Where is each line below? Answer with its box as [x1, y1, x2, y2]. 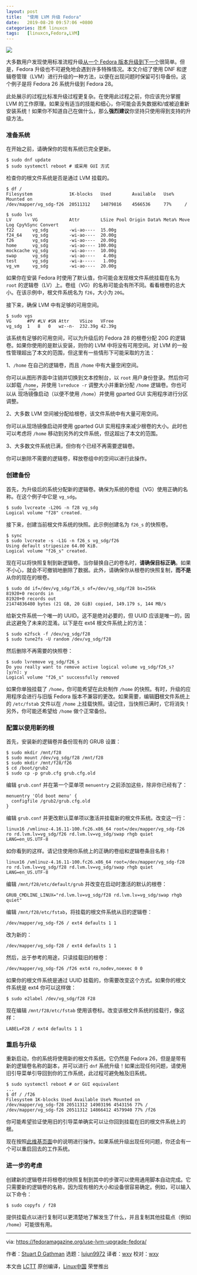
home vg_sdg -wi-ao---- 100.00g [6, 243, 117, 249]
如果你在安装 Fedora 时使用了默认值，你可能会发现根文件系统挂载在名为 [6, 274, 180, 281]
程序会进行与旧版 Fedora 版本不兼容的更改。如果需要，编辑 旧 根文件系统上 [11, 693, 191, 700]
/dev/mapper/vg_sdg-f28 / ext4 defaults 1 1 [6, 943, 117, 949]
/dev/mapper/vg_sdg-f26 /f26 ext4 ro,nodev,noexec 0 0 [6, 966, 143, 972]
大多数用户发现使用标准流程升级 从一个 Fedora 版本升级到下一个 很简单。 [6, 58, 180, 65]
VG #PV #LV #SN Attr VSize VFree [6, 318, 114, 324]
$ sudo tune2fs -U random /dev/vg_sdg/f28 [6, 636, 111, 642]
